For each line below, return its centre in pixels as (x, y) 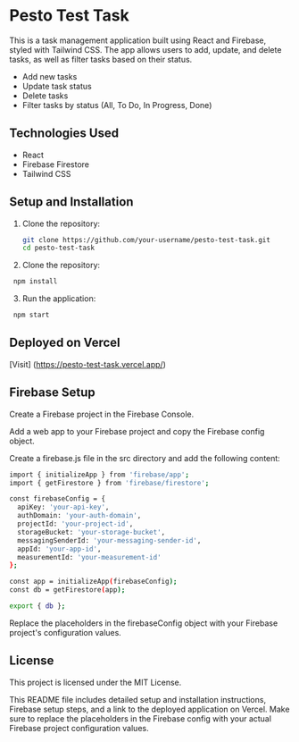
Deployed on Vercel (65, 343)
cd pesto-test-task (58, 248)
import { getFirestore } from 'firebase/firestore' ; (109, 483)
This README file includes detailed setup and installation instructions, (137, 699)
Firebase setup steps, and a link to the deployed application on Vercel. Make (149, 709)
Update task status (57, 86)
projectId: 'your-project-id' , (75, 524)
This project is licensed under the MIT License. (96, 682)
